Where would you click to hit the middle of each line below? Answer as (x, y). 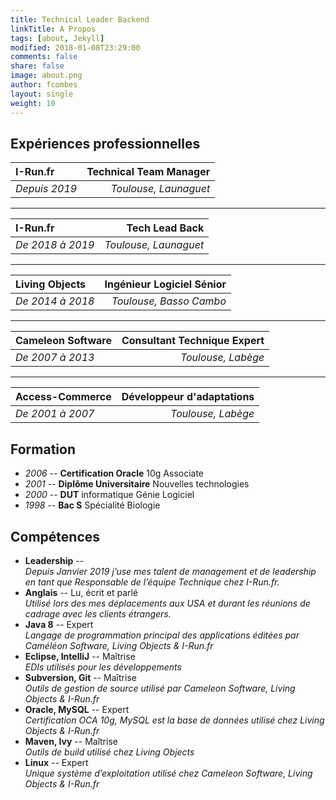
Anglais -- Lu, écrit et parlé (81, 592)
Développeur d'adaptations (188, 397)
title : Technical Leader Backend (80, 19)
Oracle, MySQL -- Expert (77, 709)
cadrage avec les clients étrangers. (98, 613)
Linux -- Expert (56, 762)
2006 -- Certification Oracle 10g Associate (114, 473)
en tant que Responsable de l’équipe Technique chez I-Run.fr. (152, 582)
